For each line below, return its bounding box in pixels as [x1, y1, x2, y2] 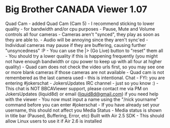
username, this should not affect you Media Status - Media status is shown [5, 107, 162, 113]
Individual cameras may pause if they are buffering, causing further [5, 42, 146, 48]
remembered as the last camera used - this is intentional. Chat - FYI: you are [5, 74, 165, 81]
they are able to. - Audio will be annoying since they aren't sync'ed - [5, 37, 148, 43]
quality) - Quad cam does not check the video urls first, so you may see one [5, 64, 164, 70]
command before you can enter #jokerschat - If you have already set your [5, 101, 160, 108]
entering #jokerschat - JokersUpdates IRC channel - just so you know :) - [5, 80, 159, 86]
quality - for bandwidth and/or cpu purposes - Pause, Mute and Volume [5, 25, 155, 32]
